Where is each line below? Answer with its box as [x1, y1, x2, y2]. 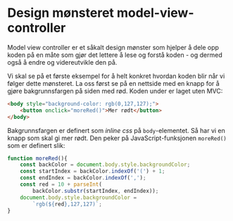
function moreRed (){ [7, 155, 68, 162]
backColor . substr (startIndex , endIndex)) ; [32, 187, 159, 194]
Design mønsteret [7, 5, 115, 21]
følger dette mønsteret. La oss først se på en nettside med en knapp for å [7, 79, 220, 87]
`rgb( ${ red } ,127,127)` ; [32, 201, 102, 208]
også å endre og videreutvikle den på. [7, 58, 118, 66]
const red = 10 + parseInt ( [20, 181, 102, 188]
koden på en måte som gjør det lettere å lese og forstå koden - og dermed [7, 51, 223, 59]
